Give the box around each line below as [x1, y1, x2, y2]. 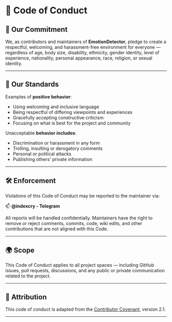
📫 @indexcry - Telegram [5, 203, 60, 209]
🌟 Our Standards [5, 80, 59, 89]
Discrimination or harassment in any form [12, 139, 100, 146]
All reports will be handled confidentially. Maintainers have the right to [5, 215, 153, 221]
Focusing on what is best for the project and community [12, 120, 131, 126]
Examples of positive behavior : [5, 93, 72, 99]
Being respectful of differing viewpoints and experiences [12, 109, 133, 115]
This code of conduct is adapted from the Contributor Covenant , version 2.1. [5, 306, 166, 312]
